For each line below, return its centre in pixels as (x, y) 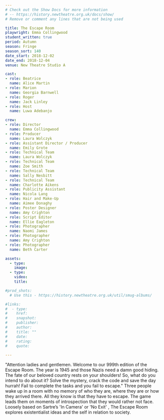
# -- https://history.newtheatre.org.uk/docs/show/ (60, 14)
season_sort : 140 (23, 51)
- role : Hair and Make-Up (32, 199)
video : (21, 277)
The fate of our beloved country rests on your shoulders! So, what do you (80, 375)
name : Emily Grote (29, 148)
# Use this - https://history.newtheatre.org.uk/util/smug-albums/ (81, 295)
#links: (13, 304)
